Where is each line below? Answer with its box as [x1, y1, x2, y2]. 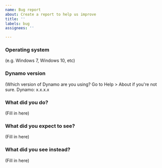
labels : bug [5, 21, 30, 26]
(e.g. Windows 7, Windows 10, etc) [5, 57, 75, 63]
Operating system [5, 47, 50, 54]
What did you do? [5, 99, 49, 106]
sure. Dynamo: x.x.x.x [5, 86, 50, 92]
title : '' [5, 16, 26, 21]
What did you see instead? [5, 146, 71, 153]
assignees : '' [5, 26, 35, 31]
